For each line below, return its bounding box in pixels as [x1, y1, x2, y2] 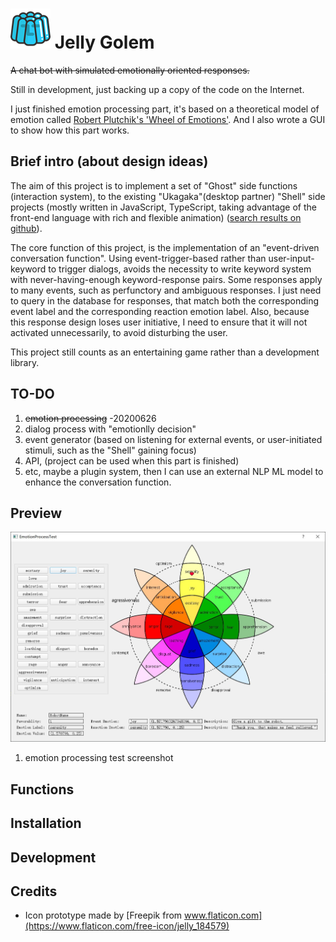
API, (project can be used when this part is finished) [24, 454, 240, 467]
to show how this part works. [10, 124, 130, 136]
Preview [10, 504, 63, 522]
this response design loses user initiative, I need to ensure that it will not [10, 316, 308, 328]
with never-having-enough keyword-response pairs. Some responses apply [10, 273, 323, 285]
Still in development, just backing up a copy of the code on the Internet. [10, 83, 305, 95]
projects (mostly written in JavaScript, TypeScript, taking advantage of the [10, 201, 317, 213]
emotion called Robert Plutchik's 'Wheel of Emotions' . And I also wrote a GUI [10, 113, 326, 125]
